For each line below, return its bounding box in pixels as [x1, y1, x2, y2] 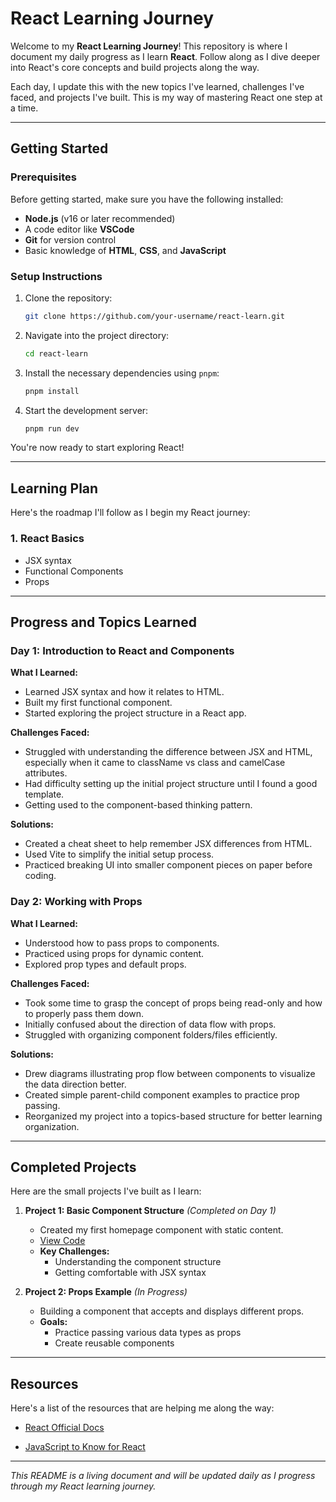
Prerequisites [10, 170, 77, 184]
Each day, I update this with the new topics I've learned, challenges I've [10, 80, 305, 92]
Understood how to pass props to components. [24, 937, 220, 949]
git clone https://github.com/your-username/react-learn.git [24, 311, 286, 321]
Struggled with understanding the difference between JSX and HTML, [24, 746, 313, 758]
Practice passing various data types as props [54, 1327, 242, 1339]
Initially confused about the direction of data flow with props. [24, 1018, 277, 1030]
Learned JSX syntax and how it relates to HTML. [24, 686, 225, 698]
